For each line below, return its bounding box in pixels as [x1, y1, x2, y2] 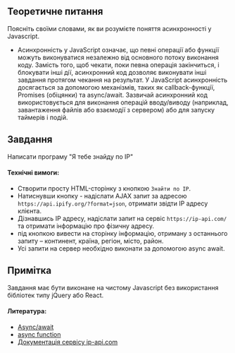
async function [17, 330, 61, 338]
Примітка [7, 265, 52, 277]
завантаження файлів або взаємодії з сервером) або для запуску [17, 105, 215, 114]
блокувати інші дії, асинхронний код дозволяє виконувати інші [17, 68, 207, 76]
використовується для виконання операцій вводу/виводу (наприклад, [17, 98, 229, 107]
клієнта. [17, 206, 42, 215]
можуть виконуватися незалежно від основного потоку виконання [17, 53, 220, 61]
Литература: [7, 307, 47, 316]
